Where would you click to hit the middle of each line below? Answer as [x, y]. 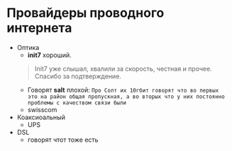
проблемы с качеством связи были [77, 103]
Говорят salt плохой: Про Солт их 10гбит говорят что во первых [123, 90]
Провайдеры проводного [85, 13]
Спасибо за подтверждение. [78, 76]
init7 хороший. [49, 55]
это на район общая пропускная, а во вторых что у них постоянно [126, 97]
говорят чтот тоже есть [63, 140]
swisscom [42, 109]
